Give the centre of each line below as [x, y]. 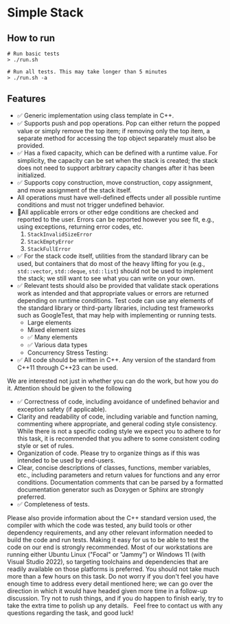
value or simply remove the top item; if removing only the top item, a [114, 131]
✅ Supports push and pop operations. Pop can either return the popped [118, 123]
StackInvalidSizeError [60, 234]
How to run [31, 38]
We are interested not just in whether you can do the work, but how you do [113, 381]
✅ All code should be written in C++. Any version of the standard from [116, 359]
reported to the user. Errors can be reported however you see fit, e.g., [116, 219]
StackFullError [49, 249]
